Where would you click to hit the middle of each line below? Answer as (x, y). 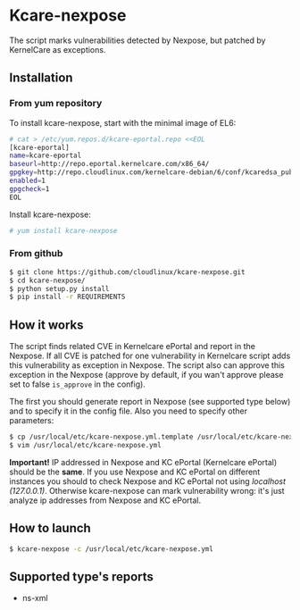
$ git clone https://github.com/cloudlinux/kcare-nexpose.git (127, 272)
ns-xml (35, 598)
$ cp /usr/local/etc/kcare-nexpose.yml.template (101, 437)
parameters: (32, 421)
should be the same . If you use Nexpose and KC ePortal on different (135, 472)
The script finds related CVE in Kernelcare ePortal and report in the (133, 347)
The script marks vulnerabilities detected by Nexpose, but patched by (137, 40)
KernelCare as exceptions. (58, 49)
